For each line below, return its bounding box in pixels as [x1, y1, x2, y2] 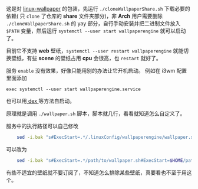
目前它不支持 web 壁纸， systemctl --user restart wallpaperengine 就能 [6, 47, 184, 54]
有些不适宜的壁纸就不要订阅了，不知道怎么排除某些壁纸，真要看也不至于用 [6, 169, 187, 176]
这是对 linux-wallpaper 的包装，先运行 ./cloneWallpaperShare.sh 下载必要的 [6, 5, 190, 12]
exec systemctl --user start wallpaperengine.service [6, 86, 141, 92]
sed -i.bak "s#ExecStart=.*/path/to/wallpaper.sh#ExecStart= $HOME [16, 157, 183, 164]
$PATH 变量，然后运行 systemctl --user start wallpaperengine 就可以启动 [6, 27, 186, 34]
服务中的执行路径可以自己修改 [6, 123, 78, 129]
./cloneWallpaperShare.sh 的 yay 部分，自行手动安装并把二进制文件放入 [6, 20, 181, 27]
